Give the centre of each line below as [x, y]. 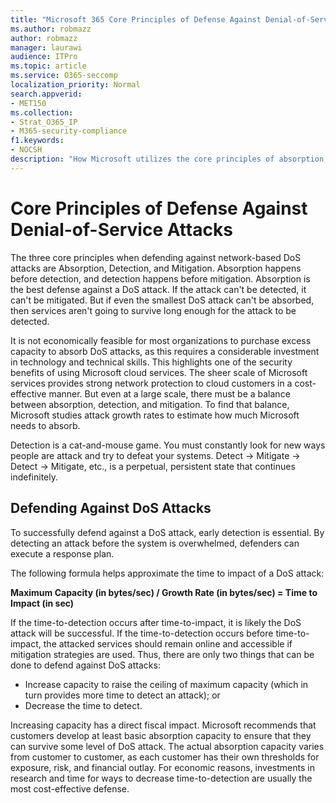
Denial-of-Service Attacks [121, 229]
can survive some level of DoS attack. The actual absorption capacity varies [167, 746]
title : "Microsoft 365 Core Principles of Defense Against [136, 19]
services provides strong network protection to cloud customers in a [151, 383]
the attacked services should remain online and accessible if [168, 643]
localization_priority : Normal [75, 85]
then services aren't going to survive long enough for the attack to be [153, 310]
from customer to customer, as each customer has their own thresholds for [165, 757]
